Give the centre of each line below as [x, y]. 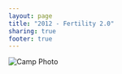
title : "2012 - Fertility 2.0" [61, 24]
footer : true [30, 39]
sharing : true [33, 31]
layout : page [30, 16]
